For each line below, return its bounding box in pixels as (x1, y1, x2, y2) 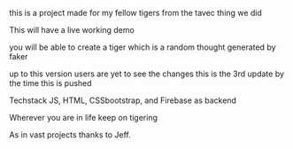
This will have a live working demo (9, 25, 135, 35)
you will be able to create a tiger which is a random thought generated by (9, 42, 276, 52)
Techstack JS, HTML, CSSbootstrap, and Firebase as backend (9, 95, 237, 106)
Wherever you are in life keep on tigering (9, 113, 158, 122)
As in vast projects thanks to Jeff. (9, 129, 131, 140)
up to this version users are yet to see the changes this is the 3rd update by (9, 68, 285, 79)
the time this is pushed (9, 78, 92, 88)
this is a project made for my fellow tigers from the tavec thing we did (9, 8, 263, 18)
